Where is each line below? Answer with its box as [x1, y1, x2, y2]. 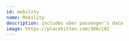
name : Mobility [6, 14, 45, 20]
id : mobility [6, 8, 39, 15]
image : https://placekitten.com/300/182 [6, 25, 110, 32]
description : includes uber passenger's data [6, 20, 123, 26]
